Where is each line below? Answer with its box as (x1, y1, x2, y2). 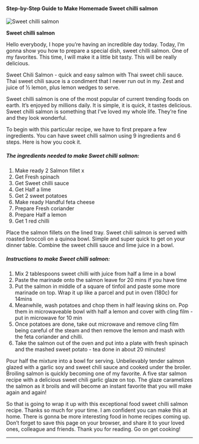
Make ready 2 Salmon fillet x (14, 167, 85, 175)
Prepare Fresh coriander (14, 205, 75, 212)
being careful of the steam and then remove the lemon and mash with (14, 327, 185, 334)
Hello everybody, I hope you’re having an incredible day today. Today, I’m (6, 41, 185, 48)
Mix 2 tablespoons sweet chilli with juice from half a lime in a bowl (14, 270, 176, 277)
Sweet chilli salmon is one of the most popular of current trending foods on (6, 96, 190, 103)
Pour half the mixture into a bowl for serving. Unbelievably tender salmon (6, 357, 185, 364)
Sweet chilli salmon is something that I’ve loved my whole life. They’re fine (6, 108, 188, 115)
